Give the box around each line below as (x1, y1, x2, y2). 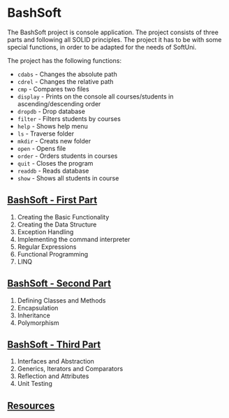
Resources (7, 400, 55, 412)
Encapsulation (17, 303, 59, 312)
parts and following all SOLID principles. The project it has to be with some (7, 35, 222, 43)
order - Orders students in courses (17, 152, 118, 160)
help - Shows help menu (17, 122, 89, 130)
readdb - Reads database (17, 166, 89, 175)
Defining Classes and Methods (17, 296, 106, 305)
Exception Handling (17, 227, 74, 236)
